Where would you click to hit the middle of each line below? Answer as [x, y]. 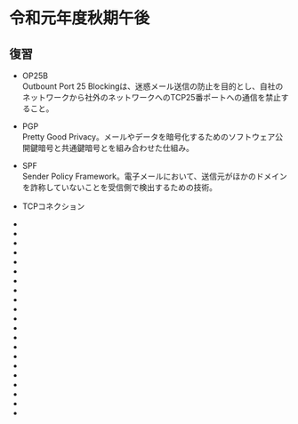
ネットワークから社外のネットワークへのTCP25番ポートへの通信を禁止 [152, 97]
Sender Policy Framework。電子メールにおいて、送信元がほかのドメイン [154, 176]
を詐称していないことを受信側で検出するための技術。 [120, 187]
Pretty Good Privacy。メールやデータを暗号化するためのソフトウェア [149, 137]
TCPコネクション [53, 206]
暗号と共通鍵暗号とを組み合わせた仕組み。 [116, 148]
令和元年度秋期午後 [80, 18]
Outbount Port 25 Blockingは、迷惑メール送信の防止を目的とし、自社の [153, 86]
